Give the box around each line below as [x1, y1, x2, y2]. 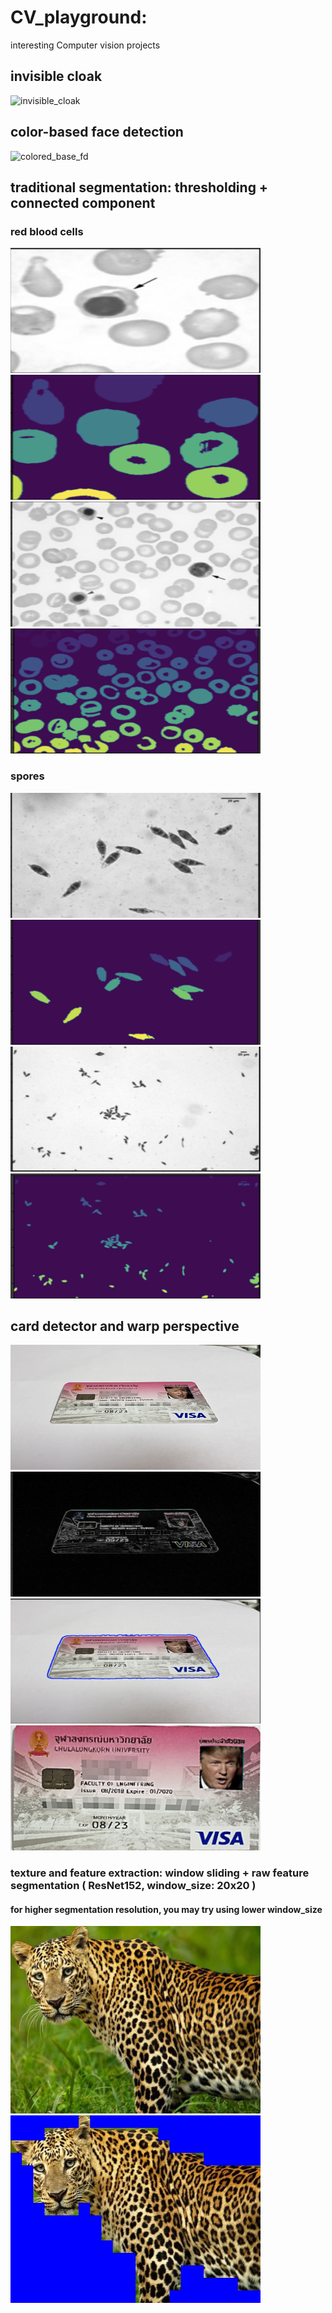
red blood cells [10, 224, 84, 238]
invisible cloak [10, 68, 103, 85]
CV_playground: [10, 6, 148, 29]
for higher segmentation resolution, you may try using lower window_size [10, 1903, 323, 1915]
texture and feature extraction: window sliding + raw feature [10, 1866, 310, 1880]
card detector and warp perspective [10, 1317, 240, 1335]
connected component [10, 194, 156, 211]
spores [10, 769, 45, 783]
